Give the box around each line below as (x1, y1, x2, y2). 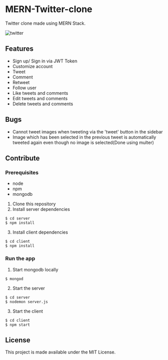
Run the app (5, 255, 35, 262)
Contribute (5, 154, 40, 162)
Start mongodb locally (12, 266, 59, 272)
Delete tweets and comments (12, 101, 74, 107)
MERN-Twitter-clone (5, 4, 93, 15)
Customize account (12, 63, 53, 69)
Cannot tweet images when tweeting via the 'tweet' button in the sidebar (12, 128, 163, 134)
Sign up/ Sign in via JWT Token (12, 58, 78, 64)
